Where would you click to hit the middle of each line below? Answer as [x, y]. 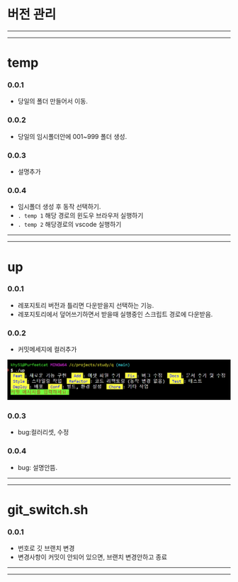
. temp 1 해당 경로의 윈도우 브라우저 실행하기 [80, 216]
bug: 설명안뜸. [38, 467]
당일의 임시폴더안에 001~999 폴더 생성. [72, 136]
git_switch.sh [48, 509]
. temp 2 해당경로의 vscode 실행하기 [69, 225]
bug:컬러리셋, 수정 [43, 432]
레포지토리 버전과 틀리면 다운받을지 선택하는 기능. [86, 305]
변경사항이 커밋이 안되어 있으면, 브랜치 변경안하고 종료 [92, 557]
